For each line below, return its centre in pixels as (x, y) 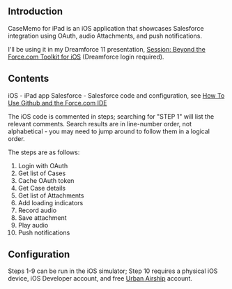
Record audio (37, 210)
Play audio (33, 225)
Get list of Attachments (51, 195)
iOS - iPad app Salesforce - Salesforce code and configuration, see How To (116, 95)
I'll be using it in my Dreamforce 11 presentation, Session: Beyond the (107, 49)
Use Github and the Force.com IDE (57, 103)
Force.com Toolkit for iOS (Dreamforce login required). (86, 57)
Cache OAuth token (46, 180)
